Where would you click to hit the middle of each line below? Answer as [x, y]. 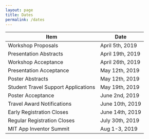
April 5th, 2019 [118, 46]
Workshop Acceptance [35, 62]
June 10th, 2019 [120, 104]
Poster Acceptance [31, 95]
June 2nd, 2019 [120, 95]
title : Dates [19, 15]
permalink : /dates [25, 19]
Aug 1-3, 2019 [119, 129]
